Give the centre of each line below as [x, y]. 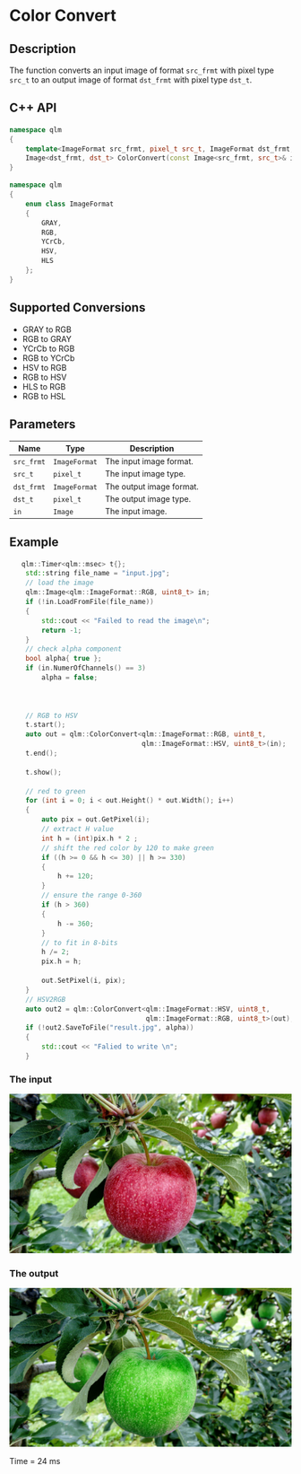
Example [34, 543]
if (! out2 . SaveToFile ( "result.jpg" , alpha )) [110, 1028]
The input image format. [150, 461]
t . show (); [44, 772]
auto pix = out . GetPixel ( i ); [96, 820]
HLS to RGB [44, 386]
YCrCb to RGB [48, 348]
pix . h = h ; [62, 961]
